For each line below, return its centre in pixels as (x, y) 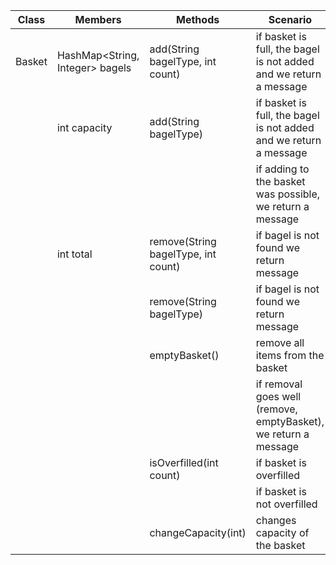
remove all (280, 342)
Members (98, 19)
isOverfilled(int (184, 462)
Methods (198, 19)
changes (276, 520)
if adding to (282, 169)
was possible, (288, 194)
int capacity (84, 127)
